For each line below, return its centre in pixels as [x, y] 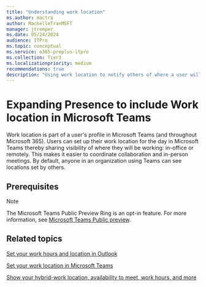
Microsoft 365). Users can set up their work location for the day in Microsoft [102, 141]
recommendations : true [35, 69]
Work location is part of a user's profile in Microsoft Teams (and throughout [102, 135]
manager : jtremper [30, 29]
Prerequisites [32, 186]
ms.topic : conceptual [34, 47]
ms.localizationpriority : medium [49, 63]
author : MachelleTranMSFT [39, 23]
